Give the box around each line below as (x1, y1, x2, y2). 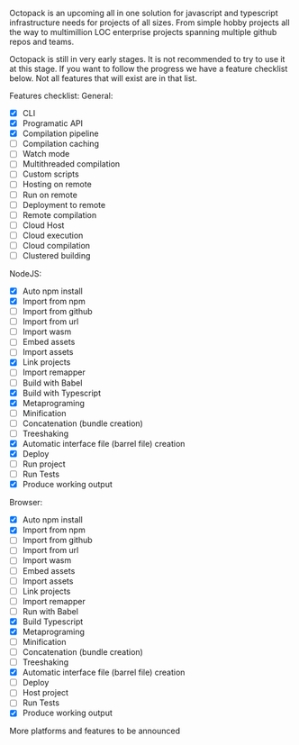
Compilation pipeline (22, 128, 99, 139)
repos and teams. (9, 36, 75, 47)
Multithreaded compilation (22, 159, 121, 169)
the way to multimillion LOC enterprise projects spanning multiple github (9, 27, 277, 37)
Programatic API (22, 118, 84, 129)
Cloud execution (22, 230, 84, 241)
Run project (22, 459, 66, 469)
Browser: (9, 497, 43, 508)
